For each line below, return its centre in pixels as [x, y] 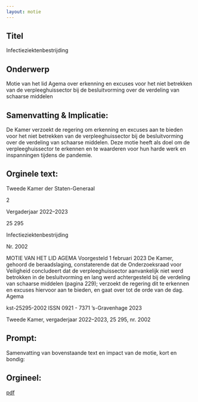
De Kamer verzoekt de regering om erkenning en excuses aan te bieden [95, 130]
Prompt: [21, 338]
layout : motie [24, 12]
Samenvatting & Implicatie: [57, 115]
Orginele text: [32, 174]
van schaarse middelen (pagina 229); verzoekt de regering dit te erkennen [98, 283]
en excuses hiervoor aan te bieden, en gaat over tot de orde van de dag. [95, 290]
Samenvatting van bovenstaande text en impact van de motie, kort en [92, 353]
